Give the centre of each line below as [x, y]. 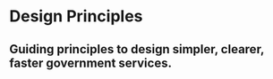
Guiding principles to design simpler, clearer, [137, 49]
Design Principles [76, 16]
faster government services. [91, 63]
